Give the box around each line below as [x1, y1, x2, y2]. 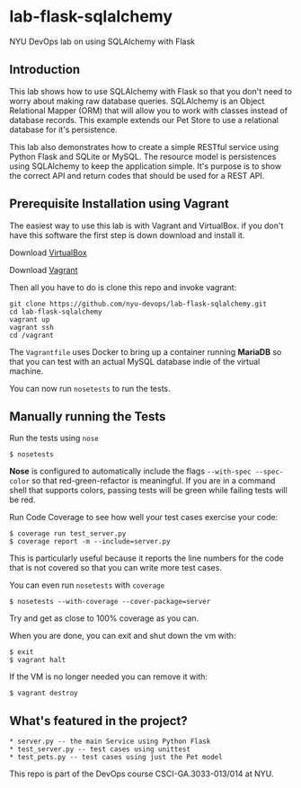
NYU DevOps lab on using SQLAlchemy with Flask [9, 36, 196, 47]
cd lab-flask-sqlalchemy [9, 307, 102, 316]
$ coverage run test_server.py [9, 529, 127, 538]
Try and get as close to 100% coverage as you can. [9, 613, 199, 624]
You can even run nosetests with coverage [9, 580, 165, 590]
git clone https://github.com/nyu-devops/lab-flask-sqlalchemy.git [9, 299, 268, 308]
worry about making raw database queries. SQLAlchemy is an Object [9, 95, 265, 106]
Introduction [9, 62, 81, 77]
